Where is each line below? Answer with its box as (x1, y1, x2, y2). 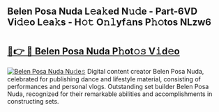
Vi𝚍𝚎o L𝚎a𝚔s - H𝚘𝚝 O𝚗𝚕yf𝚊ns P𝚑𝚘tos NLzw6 (7, 17, 211, 29)
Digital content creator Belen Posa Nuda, (86, 67, 204, 75)
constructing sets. (7, 97, 59, 105)
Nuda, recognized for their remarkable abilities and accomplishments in (7, 90, 213, 98)
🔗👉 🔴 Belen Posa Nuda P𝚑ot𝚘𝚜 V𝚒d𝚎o (7, 45, 180, 57)
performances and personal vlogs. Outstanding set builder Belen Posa (7, 83, 209, 90)
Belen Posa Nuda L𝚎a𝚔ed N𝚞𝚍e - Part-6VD (7, 6, 197, 17)
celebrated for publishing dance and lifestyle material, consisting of (7, 75, 201, 83)
